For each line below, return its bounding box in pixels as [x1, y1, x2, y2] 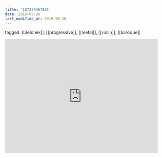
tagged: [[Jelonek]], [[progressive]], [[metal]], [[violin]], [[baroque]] [5, 30, 141, 35]
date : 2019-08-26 [5, 12, 40, 17]
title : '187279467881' [5, 7, 51, 12]
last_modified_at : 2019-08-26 [5, 16, 67, 21]
